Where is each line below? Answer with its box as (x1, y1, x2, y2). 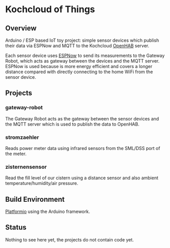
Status (5, 223, 27, 232)
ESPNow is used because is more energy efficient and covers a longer (5, 64, 153, 69)
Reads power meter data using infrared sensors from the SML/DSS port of (5, 145, 160, 151)
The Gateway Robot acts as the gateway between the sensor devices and (5, 115, 159, 121)
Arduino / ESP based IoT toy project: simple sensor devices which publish (5, 37, 159, 43)
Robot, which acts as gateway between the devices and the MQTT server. (5, 58, 160, 64)
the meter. (5, 150, 27, 157)
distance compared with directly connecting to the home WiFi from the (5, 69, 153, 75)
